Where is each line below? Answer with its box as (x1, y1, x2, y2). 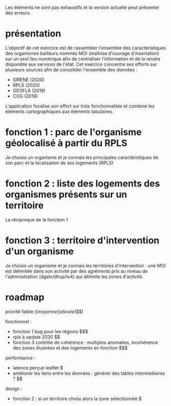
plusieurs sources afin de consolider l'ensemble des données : (5, 66, 138, 72)
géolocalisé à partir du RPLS (5, 137, 127, 149)
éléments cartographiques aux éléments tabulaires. (5, 108, 114, 115)
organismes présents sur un (5, 189, 127, 200)
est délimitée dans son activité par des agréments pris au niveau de (5, 268, 148, 274)
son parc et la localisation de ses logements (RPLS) (5, 159, 114, 166)
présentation (5, 28, 61, 40)
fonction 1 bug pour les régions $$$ (12, 328, 89, 335)
